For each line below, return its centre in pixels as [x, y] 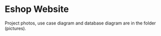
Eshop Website [37, 9]
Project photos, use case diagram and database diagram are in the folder [80, 23]
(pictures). [15, 28]
